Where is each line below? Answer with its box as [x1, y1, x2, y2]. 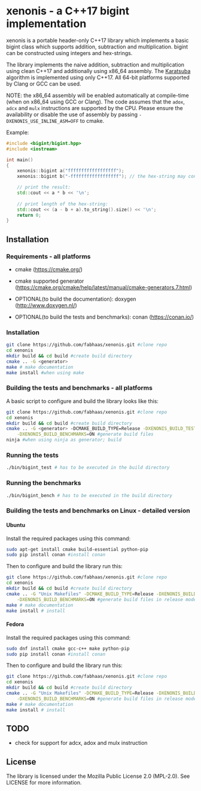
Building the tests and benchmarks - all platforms [6, 384, 153, 392]
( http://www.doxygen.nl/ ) [14, 302, 78, 309]
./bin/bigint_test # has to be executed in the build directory [6, 465, 170, 471]
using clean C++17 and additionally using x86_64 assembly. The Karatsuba [6, 67, 191, 74]
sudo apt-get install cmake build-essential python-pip [6, 546, 148, 552]
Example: [6, 129, 29, 136]
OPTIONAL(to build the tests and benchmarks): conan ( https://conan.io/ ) [14, 313, 194, 320]
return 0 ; [17, 212, 42, 218]
